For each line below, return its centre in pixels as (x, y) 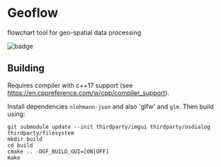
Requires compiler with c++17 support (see (70, 85)
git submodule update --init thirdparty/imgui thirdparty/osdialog (109, 127)
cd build (20, 145)
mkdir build (25, 139)
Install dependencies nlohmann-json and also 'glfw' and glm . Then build (110, 106)
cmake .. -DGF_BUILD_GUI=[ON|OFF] (58, 151)
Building (26, 68)
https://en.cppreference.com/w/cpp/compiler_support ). (89, 92)
